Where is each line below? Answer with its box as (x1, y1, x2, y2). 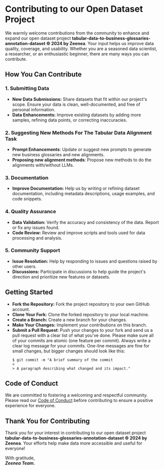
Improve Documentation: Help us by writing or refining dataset (12, 185, 140, 192)
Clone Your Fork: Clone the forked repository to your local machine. (12, 311, 149, 317)
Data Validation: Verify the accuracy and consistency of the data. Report (12, 219, 159, 225)
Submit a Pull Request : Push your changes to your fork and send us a (12, 327, 153, 333)
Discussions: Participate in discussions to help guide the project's (12, 269, 146, 274)
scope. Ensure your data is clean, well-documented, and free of (12, 101, 141, 107)
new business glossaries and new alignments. (12, 151, 105, 157)
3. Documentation (5, 174, 49, 181)
